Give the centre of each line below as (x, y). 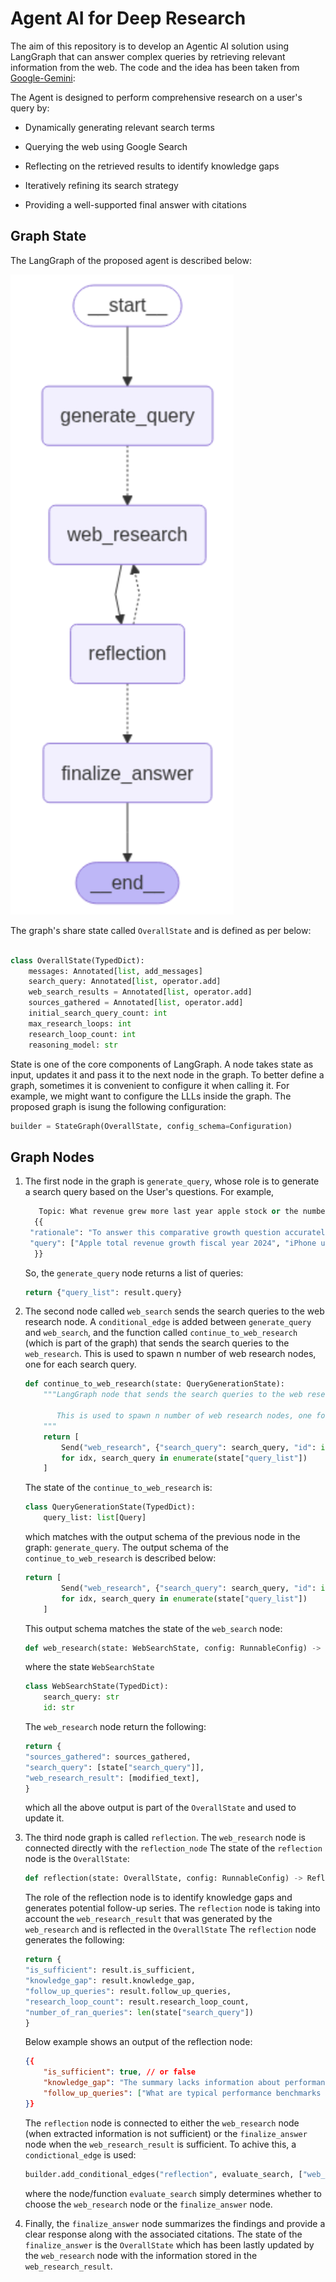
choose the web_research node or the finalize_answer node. (148, 2204)
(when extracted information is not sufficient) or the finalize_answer (166, 2133)
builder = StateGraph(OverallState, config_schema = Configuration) (151, 1126)
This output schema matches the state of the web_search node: (153, 1628)
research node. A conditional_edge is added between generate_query (168, 1322)
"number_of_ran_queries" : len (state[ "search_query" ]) (139, 2012)
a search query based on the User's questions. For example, (149, 1192)
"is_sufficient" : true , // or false (119, 2072)
